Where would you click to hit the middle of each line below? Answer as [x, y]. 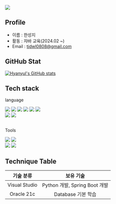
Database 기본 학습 [75, 194]
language [14, 100]
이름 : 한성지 [24, 35]
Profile [15, 23]
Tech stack [22, 88]
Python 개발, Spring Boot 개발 [75, 185]
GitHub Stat [23, 62]
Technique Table [31, 161]
